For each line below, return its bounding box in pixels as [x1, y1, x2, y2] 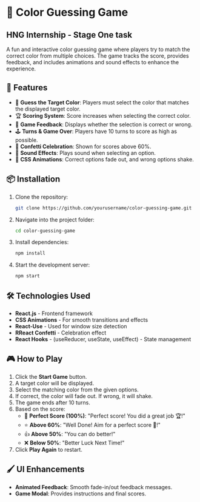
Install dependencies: [15, 239, 69, 246]
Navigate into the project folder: [15, 215, 95, 223]
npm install [15, 250, 45, 257]
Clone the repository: [15, 193, 68, 200]
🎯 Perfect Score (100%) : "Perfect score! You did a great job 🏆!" [24, 412, 186, 419]
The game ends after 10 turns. [15, 399, 91, 406]
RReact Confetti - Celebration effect [15, 329, 107, 336]
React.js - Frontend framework [15, 310, 93, 317]
